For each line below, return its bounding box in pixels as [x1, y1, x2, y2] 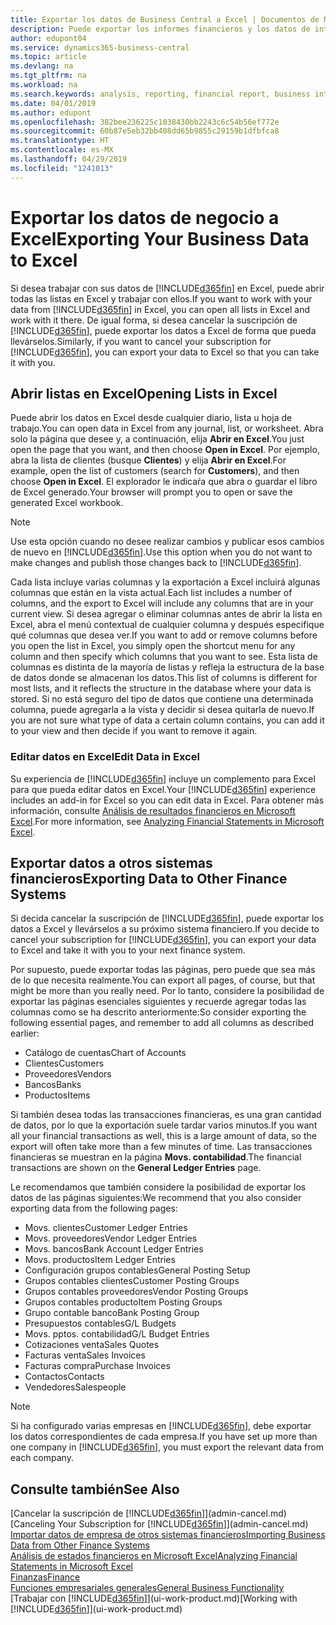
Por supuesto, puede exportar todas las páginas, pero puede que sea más [10, 964, 316, 976]
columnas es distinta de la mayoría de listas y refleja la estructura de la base [10, 661, 325, 673]
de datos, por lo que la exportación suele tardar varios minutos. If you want [10, 1119, 318, 1131]
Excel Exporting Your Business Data [10, 227, 310, 250]
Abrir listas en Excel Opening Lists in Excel [10, 385, 278, 402]
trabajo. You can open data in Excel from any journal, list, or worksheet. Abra [10, 422, 324, 435]
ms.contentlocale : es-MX [10, 145, 114, 155]
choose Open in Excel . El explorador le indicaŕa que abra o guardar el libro [10, 476, 318, 488]
